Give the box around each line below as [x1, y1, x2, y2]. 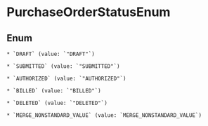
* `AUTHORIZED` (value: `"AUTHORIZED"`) [6, 75, 127, 82]
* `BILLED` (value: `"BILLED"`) [6, 87, 101, 94]
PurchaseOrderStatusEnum [6, 4, 171, 20]
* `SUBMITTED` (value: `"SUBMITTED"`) [6, 63, 120, 70]
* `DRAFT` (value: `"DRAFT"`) [6, 50, 96, 57]
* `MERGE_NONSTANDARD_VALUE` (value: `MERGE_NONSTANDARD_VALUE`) [6, 112, 202, 119]
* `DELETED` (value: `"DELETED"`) [6, 99, 108, 106]
